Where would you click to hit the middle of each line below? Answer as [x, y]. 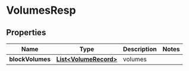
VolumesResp [41, 10]
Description [140, 49]
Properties [26, 33]
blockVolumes [30, 59]
